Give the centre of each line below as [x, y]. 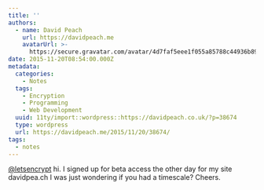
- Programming [45, 103]
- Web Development [52, 111]
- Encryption [44, 96]
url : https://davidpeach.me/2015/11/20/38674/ [93, 132]
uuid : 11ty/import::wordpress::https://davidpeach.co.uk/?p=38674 [126, 118]
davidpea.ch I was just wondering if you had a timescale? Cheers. [115, 177]
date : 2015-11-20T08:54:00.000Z [61, 60]
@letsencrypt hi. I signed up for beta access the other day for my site [120, 169]
